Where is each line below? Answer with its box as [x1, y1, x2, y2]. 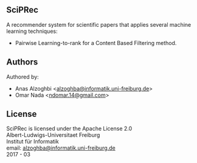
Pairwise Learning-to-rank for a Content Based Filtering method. [15, 39, 177, 46]
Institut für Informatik [6, 138, 59, 145]
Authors [6, 57, 38, 68]
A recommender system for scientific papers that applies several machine [6, 21, 192, 28]
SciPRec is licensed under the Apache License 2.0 [6, 125, 133, 133]
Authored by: [6, 73, 40, 80]
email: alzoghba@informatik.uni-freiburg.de [6, 144, 116, 151]
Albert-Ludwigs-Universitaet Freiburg [6, 131, 100, 139]
